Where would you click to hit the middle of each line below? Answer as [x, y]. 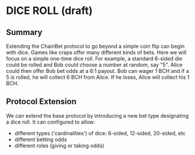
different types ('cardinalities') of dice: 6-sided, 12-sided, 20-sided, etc [100, 133]
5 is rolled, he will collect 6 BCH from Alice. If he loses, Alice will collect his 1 [98, 77]
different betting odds [41, 139]
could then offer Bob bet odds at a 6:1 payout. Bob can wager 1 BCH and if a [97, 71]
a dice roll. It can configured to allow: [51, 122]
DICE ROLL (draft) [49, 11]
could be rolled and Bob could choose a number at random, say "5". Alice [94, 65]
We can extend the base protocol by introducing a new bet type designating [97, 115]
